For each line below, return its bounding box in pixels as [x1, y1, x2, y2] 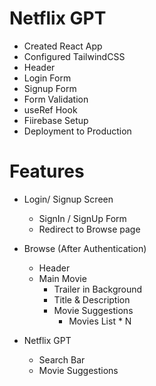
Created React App [23, 40, 103, 52]
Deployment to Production [23, 125, 132, 137]
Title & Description [53, 293, 131, 306]
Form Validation [23, 93, 89, 105]
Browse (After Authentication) [23, 242, 147, 254]
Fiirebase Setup [23, 114, 89, 126]
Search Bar [38, 353, 86, 366]
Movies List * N [68, 315, 132, 327]
